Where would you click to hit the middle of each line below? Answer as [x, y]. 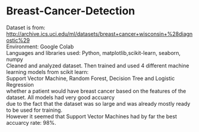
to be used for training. [34, 110]
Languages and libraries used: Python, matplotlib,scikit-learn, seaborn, [94, 53]
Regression [20, 84]
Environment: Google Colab [40, 47]
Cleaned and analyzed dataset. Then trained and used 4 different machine [98, 65]
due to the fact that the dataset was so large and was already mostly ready [98, 103]
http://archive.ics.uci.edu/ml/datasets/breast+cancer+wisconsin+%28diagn [99, 33]
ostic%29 [18, 40]
